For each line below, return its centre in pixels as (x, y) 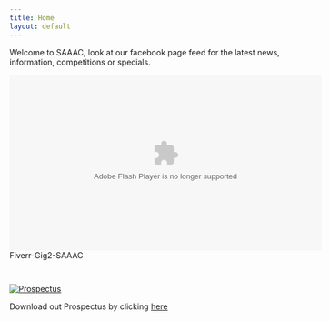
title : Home (32, 18)
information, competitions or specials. (80, 62)
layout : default (40, 26)
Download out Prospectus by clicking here (89, 306)
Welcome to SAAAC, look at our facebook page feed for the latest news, (145, 52)
